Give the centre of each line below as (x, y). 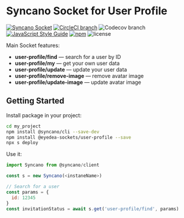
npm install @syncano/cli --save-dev (53, 132)
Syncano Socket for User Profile (87, 11)
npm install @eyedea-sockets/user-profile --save (69, 137)
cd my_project (24, 126)
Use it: (14, 154)
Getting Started (35, 101)
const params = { (28, 192)
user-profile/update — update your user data (71, 69)
